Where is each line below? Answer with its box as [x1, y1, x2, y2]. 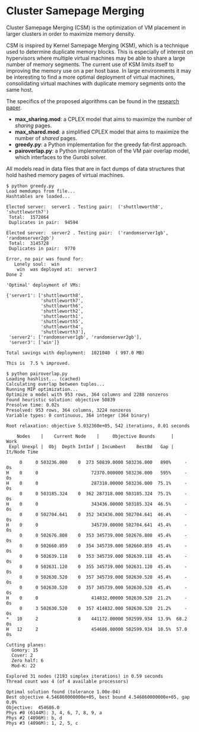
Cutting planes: [6, 642, 46, 648]
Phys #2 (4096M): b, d [6, 715, 62, 721]
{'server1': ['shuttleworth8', [6, 292, 84, 299]
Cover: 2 [11, 652, 33, 658]
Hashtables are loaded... [6, 193, 70, 199]
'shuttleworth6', [40, 303, 84, 309]
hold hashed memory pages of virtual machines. [6, 171, 125, 178]
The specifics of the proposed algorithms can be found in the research [6, 97, 179, 105]
